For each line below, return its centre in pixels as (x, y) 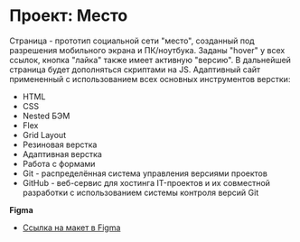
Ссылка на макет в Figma (71, 228)
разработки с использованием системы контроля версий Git (141, 192)
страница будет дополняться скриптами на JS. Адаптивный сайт (135, 70)
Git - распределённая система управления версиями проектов (145, 173)
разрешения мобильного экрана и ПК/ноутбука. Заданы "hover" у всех (147, 50)
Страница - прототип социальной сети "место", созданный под (132, 41)
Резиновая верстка (60, 144)
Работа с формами (59, 163)
